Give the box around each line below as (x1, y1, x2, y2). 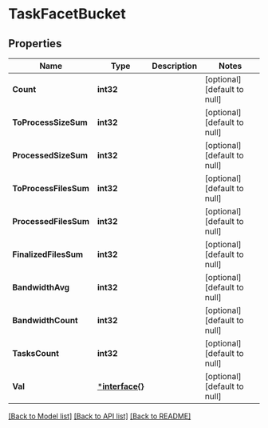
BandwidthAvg (12, 282, 70, 293)
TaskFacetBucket (8, 5, 126, 23)
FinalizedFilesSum (12, 249, 84, 260)
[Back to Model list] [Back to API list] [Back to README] (8, 411, 191, 421)
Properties (8, 37, 62, 50)
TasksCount (12, 348, 60, 358)
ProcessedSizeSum (12, 150, 89, 161)
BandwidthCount (12, 315, 78, 326)
